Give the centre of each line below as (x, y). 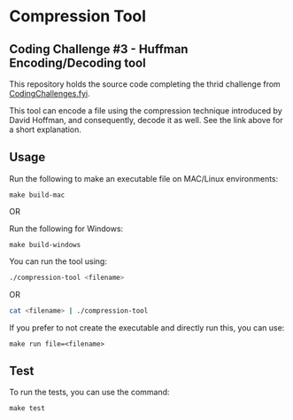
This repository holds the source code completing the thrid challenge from (145, 84)
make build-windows (45, 245)
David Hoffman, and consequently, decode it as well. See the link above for (146, 120)
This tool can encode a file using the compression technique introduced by (146, 111)
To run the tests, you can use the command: (89, 393)
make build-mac (37, 195)
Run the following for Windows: (66, 229)
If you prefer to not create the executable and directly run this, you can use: (147, 327)
